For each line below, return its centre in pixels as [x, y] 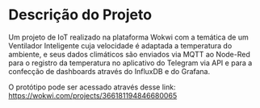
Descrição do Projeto [80, 15]
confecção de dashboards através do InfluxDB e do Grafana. [109, 71]
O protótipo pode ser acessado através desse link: [92, 87]
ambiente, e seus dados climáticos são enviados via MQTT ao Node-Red [129, 54]
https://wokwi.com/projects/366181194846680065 [93, 95]
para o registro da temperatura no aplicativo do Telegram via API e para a [130, 63]
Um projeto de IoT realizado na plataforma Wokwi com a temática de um [128, 37]
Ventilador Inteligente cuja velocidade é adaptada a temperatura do [120, 45]
